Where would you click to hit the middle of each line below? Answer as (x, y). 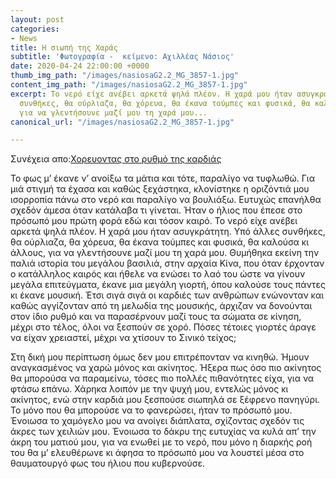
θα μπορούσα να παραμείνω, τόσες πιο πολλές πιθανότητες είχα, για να (162, 378)
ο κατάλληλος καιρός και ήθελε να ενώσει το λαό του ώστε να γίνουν (158, 274)
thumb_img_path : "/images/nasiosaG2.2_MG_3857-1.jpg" (125, 76)
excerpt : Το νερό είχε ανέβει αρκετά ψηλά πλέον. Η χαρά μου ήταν (151, 94)
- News (24, 38)
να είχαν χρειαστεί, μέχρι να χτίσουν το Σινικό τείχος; (123, 338)
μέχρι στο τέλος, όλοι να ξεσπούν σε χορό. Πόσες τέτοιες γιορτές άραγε (163, 327)
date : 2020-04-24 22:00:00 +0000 (80, 66)
